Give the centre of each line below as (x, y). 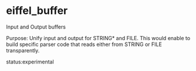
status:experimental (30, 62)
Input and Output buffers (36, 27)
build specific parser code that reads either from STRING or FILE (84, 44)
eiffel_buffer (37, 11)
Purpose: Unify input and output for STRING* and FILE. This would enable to (98, 38)
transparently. (23, 50)
